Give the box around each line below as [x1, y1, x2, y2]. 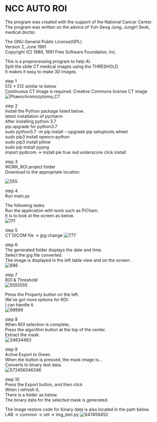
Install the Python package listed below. [5, 108, 84, 114]
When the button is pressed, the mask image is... [5, 357, 103, 362]
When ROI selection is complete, [5, 321, 70, 327]
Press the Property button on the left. [5, 292, 79, 297]
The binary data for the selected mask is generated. [5, 397, 109, 403]
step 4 [5, 188, 18, 194]
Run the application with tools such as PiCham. [5, 207, 99, 213]
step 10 [5, 376, 20, 382]
